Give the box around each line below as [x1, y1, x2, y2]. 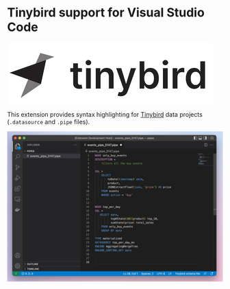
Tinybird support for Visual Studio [7, 5, 205, 21]
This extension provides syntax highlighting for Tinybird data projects [7, 110, 203, 118]
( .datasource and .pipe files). [7, 117, 90, 126]
